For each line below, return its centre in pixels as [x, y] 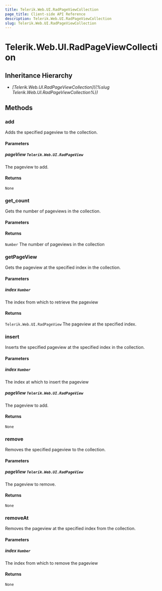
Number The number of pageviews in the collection [55, 244]
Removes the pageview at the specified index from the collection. [70, 529]
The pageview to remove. [31, 484]
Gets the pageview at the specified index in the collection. [63, 267]
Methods [19, 108]
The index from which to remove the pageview [51, 563]
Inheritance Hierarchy [39, 75]
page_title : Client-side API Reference [45, 14]
